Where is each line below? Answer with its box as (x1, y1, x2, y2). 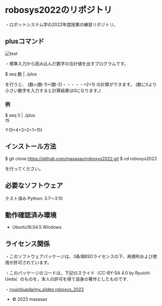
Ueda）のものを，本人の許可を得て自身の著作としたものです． (5, 276, 131, 282)
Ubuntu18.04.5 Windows (12, 224, 62, 230)
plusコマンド (5, 37, 44, 45)
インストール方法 (5, 142, 57, 151)
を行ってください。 (5, 166, 43, 172)
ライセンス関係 (5, 240, 50, 248)
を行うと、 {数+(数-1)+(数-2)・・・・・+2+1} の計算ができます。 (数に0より (5, 81, 157, 87)
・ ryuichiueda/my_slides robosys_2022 (5, 286, 84, 292)
